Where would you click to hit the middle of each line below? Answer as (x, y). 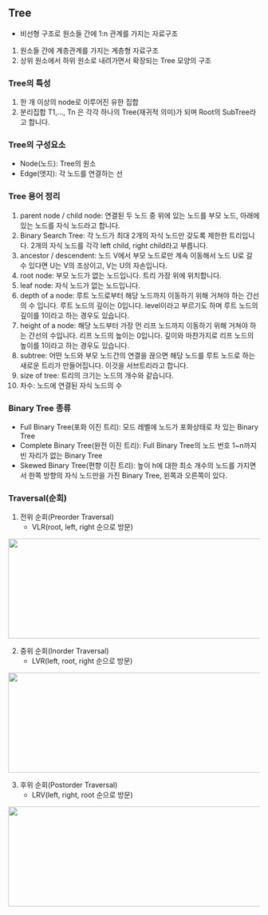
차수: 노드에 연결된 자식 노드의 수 (71, 385)
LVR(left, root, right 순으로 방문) (82, 661)
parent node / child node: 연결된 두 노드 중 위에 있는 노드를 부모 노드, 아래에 (140, 215)
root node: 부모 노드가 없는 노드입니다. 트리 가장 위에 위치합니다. (120, 275)
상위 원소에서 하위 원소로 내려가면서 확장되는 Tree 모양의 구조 (115, 60)
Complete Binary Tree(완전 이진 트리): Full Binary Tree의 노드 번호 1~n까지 (138, 446)
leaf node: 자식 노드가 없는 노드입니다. (80, 285)
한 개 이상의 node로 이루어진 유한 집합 (79, 102)
